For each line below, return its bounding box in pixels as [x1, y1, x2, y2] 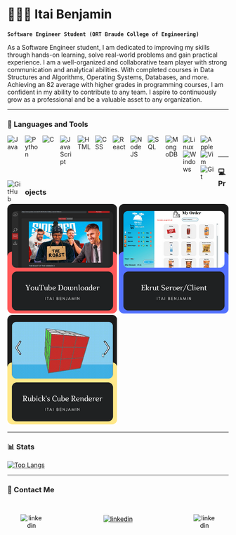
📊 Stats [7, 442, 35, 452]
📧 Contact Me [7, 485, 55, 494]
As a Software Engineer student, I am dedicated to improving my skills [7, 43, 210, 51]
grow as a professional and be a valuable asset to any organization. [7, 95, 202, 104]
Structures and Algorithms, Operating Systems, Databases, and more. [7, 73, 209, 81]
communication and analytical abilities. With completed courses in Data [7, 65, 214, 74]
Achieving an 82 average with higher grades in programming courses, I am [7, 80, 223, 88]
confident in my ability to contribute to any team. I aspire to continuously [7, 88, 217, 96]
